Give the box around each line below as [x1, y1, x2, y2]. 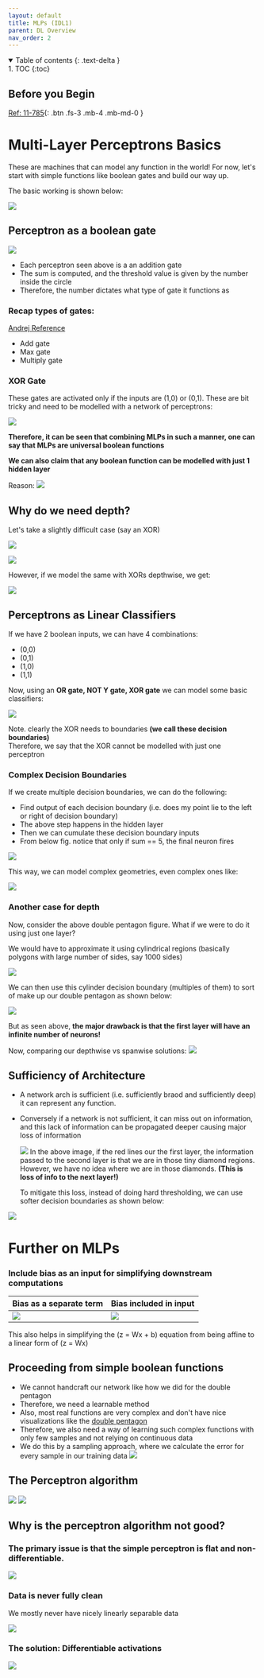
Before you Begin [8, 87, 95, 100]
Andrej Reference [8, 324, 66, 333]
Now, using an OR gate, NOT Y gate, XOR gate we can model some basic [8, 685, 248, 696]
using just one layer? [8, 928, 76, 938]
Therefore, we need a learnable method [19, 1399, 150, 1409]
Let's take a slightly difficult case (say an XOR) [8, 525, 160, 535]
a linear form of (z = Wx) [8, 1338, 89, 1347]
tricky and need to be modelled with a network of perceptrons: [8, 402, 213, 412]
